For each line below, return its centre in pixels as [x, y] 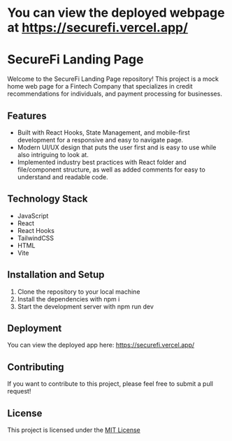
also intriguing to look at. [53, 154]
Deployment [35, 328]
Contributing [36, 367]
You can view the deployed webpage [116, 13]
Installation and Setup [56, 275]
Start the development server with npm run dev [85, 306]
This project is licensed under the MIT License [74, 430]
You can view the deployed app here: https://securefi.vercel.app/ [101, 345]
